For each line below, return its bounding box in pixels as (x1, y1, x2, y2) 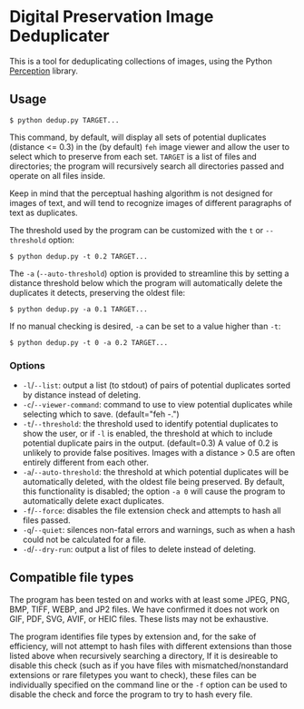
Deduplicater (9, 25, 110, 46)
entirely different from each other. (22, 457, 150, 468)
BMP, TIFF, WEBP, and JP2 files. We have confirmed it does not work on (9, 604, 279, 615)
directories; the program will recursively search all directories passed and (9, 161, 284, 172)
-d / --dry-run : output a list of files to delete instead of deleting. (22, 544, 257, 555)
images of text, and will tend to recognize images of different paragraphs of (9, 197, 292, 208)
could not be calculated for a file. (22, 534, 147, 546)
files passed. (22, 515, 71, 526)
